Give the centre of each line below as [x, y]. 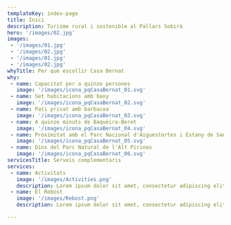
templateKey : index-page [43, 13]
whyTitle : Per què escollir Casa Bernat [66, 71]
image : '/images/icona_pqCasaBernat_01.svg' [81, 90]
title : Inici [26, 20]
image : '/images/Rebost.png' [58, 199]
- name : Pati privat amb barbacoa [59, 109]
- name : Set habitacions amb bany [59, 97]
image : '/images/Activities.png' [64, 179]
